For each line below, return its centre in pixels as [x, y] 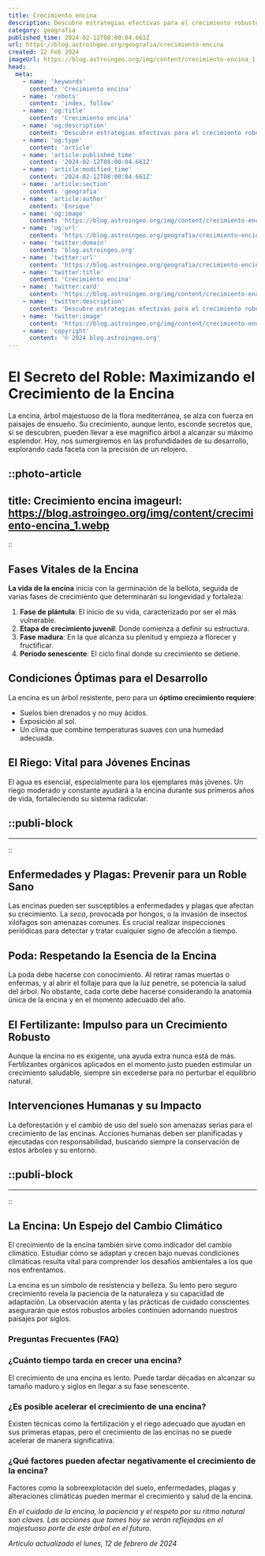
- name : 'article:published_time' [79, 155]
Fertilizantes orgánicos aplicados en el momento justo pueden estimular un [130, 1064]
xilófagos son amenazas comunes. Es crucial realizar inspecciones [117, 923]
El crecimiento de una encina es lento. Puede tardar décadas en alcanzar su [132, 1378]
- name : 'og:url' [51, 228]
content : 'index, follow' [71, 103]
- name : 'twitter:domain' [65, 243]
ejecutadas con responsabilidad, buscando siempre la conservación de [124, 1141]
